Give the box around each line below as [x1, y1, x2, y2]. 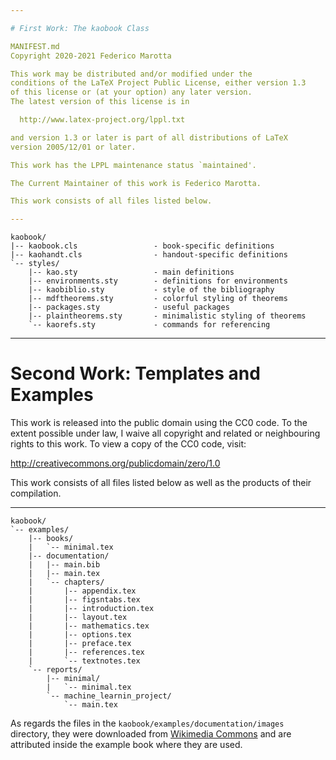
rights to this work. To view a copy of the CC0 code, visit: [10, 438, 247, 450]
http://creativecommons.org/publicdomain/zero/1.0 [10, 457, 221, 470]
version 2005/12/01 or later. [10, 142, 137, 152]
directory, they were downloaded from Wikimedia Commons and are [10, 728, 292, 740]
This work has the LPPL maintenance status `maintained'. [10, 160, 257, 170]
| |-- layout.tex [28, 612, 128, 623]
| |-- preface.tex [28, 639, 132, 649]
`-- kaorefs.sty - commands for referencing [28, 320, 271, 330]
